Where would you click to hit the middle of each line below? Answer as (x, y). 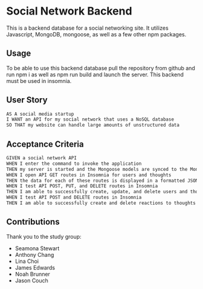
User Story (27, 100)
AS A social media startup (40, 114)
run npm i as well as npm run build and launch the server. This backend (95, 75)
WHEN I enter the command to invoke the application (74, 164)
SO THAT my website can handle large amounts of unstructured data (93, 125)
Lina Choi (27, 261)
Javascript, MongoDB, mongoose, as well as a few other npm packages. (96, 34)
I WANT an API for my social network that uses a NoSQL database (90, 119)
